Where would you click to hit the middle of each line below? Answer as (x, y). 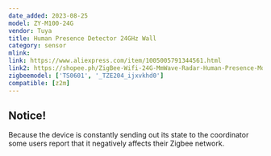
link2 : (19, 68)
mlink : (19, 53)
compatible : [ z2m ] (39, 83)
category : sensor (38, 46)
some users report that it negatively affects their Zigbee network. (117, 144)
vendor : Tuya (30, 31)
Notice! (27, 115)
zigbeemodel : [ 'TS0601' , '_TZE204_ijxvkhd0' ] (86, 76)
